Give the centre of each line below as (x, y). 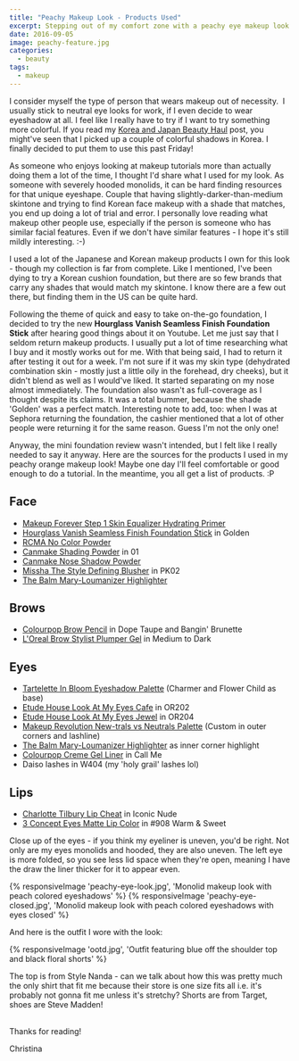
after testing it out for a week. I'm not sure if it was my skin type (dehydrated (149, 361)
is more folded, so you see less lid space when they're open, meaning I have (150, 859)
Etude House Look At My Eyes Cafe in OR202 (106, 708)
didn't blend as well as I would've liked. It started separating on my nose (142, 380)
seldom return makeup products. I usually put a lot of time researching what (149, 342)
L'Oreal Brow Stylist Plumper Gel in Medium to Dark (116, 639)
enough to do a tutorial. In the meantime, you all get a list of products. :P (142, 473)
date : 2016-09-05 (42, 34)
